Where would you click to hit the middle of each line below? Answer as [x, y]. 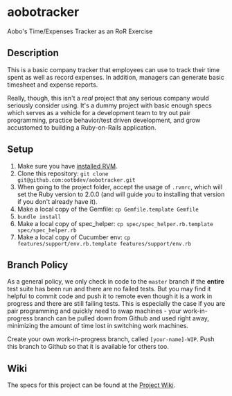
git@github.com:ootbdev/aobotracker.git [76, 180]
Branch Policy [38, 265]
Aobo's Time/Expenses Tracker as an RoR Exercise [80, 31]
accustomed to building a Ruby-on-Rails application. [82, 127]
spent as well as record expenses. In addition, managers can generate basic [116, 77]
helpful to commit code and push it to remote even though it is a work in [110, 296]
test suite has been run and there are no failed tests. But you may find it [109, 289]
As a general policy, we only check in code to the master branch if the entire [116, 282]
